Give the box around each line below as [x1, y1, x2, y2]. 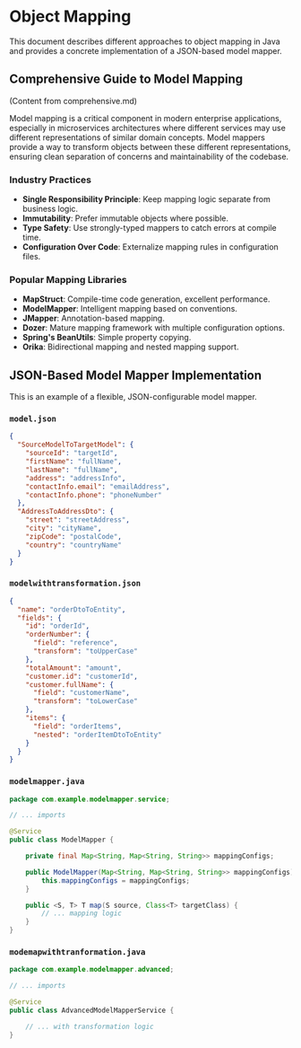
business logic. [21, 204, 79, 215]
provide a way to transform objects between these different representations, [9, 141, 291, 152]
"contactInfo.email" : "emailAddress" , [25, 482, 170, 491]
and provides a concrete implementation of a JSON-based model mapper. [9, 45, 282, 56]
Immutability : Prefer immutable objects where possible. [21, 213, 229, 224]
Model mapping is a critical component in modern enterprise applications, [9, 112, 282, 123]
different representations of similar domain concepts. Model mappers [9, 132, 266, 143]
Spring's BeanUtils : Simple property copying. [21, 332, 192, 343]
